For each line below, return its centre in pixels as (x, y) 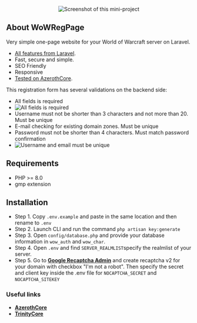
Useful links (24, 295)
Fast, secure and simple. (44, 60)
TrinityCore (29, 314)
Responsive (29, 72)
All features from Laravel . (45, 53)
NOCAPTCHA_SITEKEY (37, 280)
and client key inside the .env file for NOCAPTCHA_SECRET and (86, 273)
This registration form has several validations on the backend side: (87, 90)
